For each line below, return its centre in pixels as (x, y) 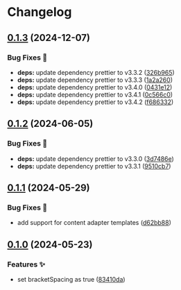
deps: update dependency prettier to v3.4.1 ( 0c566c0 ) (95, 94)
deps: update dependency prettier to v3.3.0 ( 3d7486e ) (96, 159)
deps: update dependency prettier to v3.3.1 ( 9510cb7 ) (94, 166)
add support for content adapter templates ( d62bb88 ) (94, 223)
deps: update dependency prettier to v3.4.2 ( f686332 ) (95, 102)
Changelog (40, 12)
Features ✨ (26, 264)
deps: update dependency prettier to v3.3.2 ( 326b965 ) (96, 72)
